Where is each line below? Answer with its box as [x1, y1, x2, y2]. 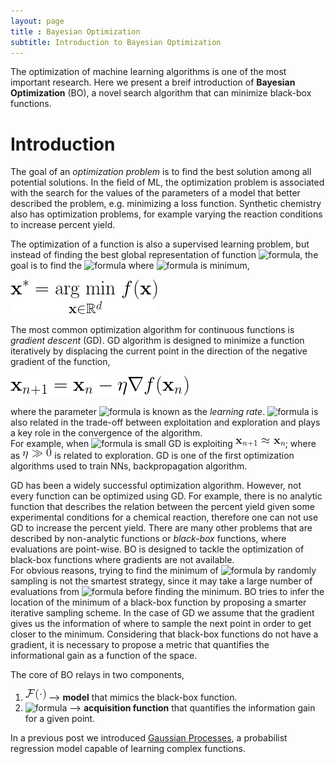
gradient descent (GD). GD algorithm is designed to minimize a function [10, 335, 305, 347]
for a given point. [24, 713, 96, 725]
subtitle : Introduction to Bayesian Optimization [10, 37, 222, 47]
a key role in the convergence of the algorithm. [10, 427, 203, 439]
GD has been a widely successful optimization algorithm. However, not [10, 480, 302, 492]
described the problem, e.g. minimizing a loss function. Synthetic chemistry [10, 198, 322, 210]
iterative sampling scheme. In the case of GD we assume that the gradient [10, 607, 315, 619]
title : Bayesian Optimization [10, 26, 141, 37]
